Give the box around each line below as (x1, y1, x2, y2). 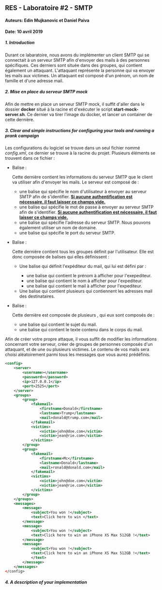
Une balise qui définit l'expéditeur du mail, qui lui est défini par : (19, 263, 147, 269)
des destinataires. (19, 293, 55, 299)
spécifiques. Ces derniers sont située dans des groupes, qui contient (5, 62, 143, 68)
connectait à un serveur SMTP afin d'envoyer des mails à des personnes (5, 57, 150, 63)
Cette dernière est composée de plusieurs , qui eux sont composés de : (12, 312, 155, 318)
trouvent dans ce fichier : (5, 155, 55, 161)
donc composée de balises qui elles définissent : (12, 254, 110, 260)
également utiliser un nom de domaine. (19, 225, 97, 231)
